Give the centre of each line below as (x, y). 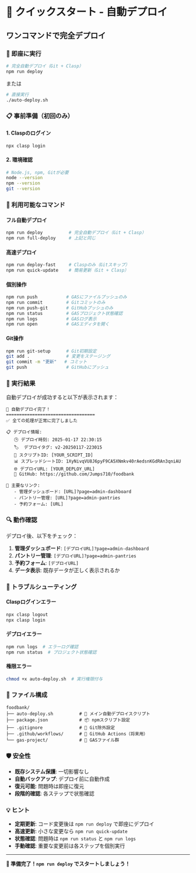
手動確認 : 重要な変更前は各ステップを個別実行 (70, 846)
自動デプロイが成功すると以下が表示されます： (62, 397)
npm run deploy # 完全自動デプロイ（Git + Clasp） (76, 233)
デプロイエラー (24, 634)
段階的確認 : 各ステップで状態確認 (54, 793)
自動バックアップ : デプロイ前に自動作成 (62, 779)
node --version (24, 178)
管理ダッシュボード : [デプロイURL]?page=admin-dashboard (82, 548)
